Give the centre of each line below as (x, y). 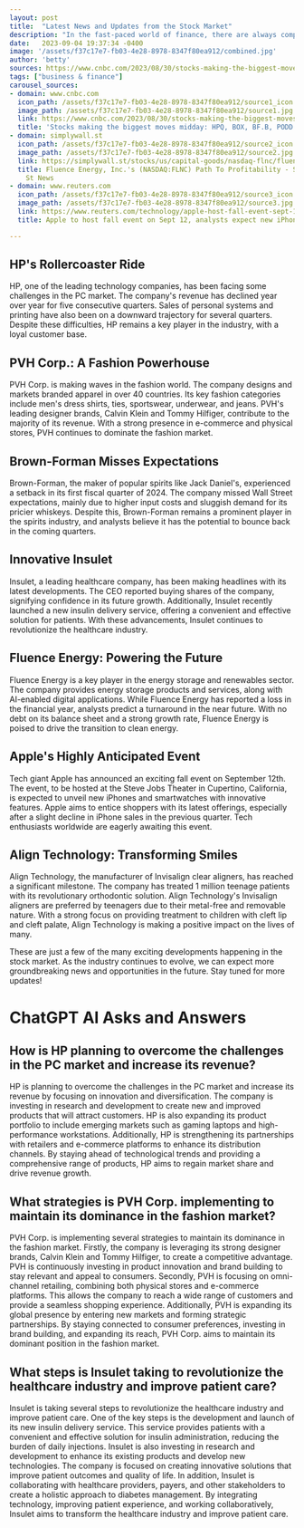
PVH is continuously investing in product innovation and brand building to (146, 1267)
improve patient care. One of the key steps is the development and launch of (152, 1417)
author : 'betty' (40, 60)
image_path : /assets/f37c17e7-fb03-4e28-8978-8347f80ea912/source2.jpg (156, 152)
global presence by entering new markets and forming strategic (128, 1315)
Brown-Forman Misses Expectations (114, 461)
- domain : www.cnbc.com (54, 93)
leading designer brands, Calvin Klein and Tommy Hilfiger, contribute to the (149, 414)
